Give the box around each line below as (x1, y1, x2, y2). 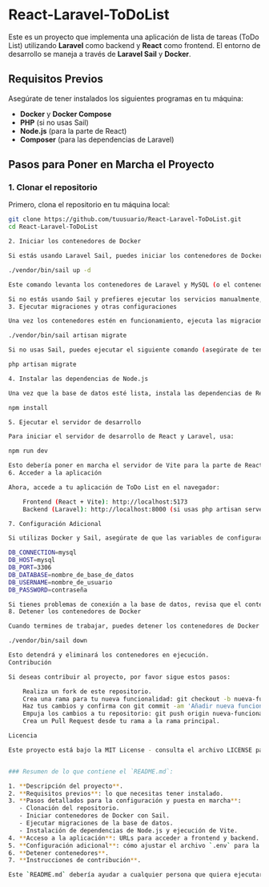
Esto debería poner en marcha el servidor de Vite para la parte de (8, 462, 242, 470)
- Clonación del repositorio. (18, 805, 120, 813)
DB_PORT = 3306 (8, 564, 52, 572)
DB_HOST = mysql (8, 556, 56, 564)
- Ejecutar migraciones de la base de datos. (18, 819, 174, 828)
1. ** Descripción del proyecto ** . (8, 782, 124, 790)
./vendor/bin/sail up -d (8, 266, 91, 274)
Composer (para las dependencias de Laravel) (19, 134, 175, 144)
